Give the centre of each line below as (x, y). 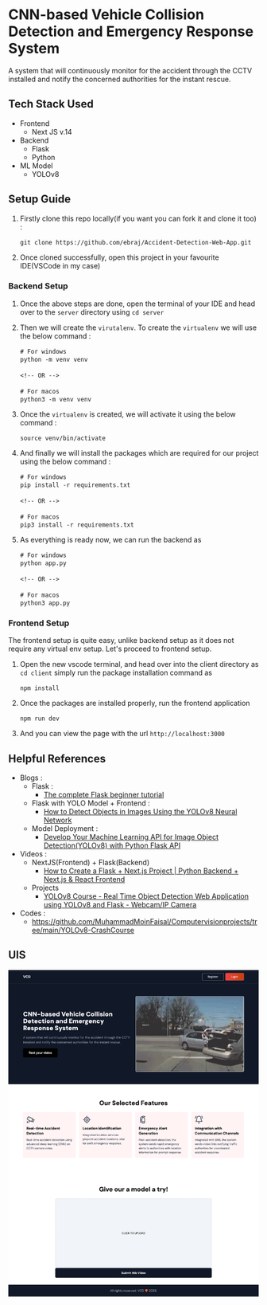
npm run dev (39, 719)
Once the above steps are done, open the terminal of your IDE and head (137, 304)
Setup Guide (40, 200)
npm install (39, 688)
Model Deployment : (65, 828)
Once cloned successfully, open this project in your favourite (120, 257)
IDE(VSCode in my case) (60, 265)
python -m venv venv (54, 359)
